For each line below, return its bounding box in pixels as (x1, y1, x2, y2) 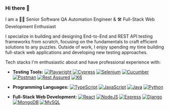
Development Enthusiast (5, 24, 56, 30)
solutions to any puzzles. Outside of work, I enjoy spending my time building (5, 44, 164, 50)
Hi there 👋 (5, 5, 30, 12)
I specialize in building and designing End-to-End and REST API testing (5, 33, 153, 39)
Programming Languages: (12, 84, 69, 90)
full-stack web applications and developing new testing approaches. (5, 49, 148, 56)
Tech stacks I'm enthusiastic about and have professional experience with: (5, 59, 161, 65)
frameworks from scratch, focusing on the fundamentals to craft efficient (5, 39, 158, 45)
